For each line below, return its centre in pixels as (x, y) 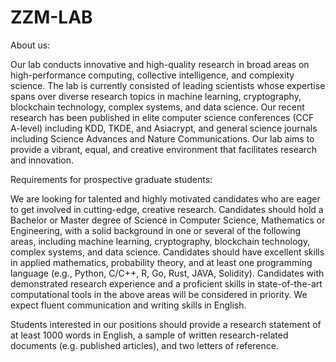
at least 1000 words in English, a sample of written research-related (149, 335)
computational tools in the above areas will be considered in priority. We (159, 294)
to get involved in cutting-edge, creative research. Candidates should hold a (167, 209)
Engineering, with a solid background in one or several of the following (156, 230)
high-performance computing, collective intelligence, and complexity (152, 75)
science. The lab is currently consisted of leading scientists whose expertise (168, 85)
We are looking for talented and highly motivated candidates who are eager (165, 198)
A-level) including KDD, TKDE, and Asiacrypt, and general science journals (164, 128)
